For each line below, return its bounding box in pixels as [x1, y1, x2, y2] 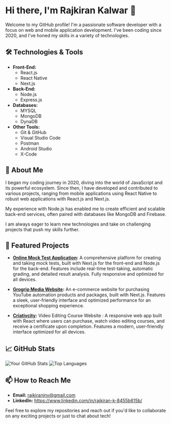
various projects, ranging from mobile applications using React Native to [5, 190, 157, 196]
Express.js [20, 97, 42, 103]
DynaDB [20, 118, 38, 124]
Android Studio [20, 145, 52, 151]
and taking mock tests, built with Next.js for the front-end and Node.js [12, 260, 160, 266]
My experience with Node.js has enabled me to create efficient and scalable [5, 206, 165, 212]
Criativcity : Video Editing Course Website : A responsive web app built [12, 313, 162, 319]
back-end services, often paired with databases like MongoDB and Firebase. [5, 211, 166, 217]
